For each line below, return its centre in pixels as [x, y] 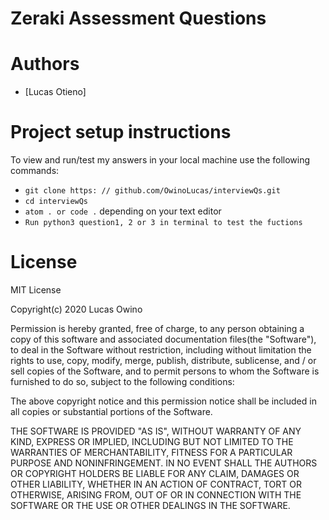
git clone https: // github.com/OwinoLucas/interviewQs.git [152, 191]
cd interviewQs [56, 202]
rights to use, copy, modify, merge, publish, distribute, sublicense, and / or [163, 360]
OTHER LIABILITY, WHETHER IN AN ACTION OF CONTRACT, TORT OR [156, 484]
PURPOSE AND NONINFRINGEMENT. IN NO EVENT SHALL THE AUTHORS [164, 463]
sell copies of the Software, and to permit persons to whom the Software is [165, 371]
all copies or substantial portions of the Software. [111, 411]
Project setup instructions [121, 132]
